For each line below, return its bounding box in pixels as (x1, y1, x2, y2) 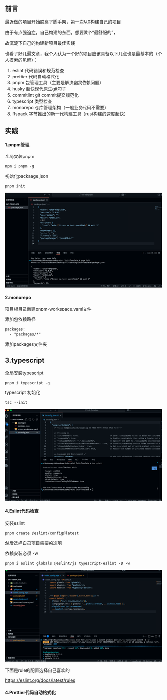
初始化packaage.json (5, 173, 49, 179)
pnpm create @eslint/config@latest (5, 531, 79, 536)
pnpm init (5, 184, 26, 189)
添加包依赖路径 (5, 316, 36, 322)
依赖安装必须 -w (5, 550, 38, 556)
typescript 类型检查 (12, 98, 52, 104)
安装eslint (5, 520, 25, 526)
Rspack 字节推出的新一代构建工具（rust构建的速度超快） (12, 111, 128, 117)
